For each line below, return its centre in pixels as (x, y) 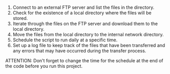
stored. (20, 18)
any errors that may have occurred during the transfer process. (79, 51)
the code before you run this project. (44, 66)
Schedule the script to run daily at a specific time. (65, 40)
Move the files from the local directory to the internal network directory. (88, 34)
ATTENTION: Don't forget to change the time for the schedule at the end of (84, 60)
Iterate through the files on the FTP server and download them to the (85, 23)
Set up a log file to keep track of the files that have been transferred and (89, 45)
